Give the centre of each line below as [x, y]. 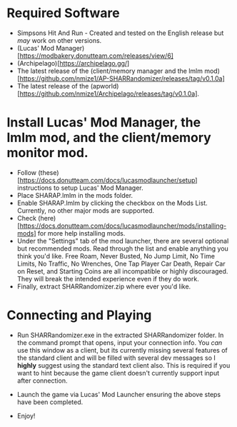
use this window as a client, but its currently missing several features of [122, 350]
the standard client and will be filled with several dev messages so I [116, 358]
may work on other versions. [59, 40]
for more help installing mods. [81, 233]
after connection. [42, 381]
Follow [27, 172]
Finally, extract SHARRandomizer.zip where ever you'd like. [104, 286]
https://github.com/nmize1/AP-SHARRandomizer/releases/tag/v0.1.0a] [122, 78]
